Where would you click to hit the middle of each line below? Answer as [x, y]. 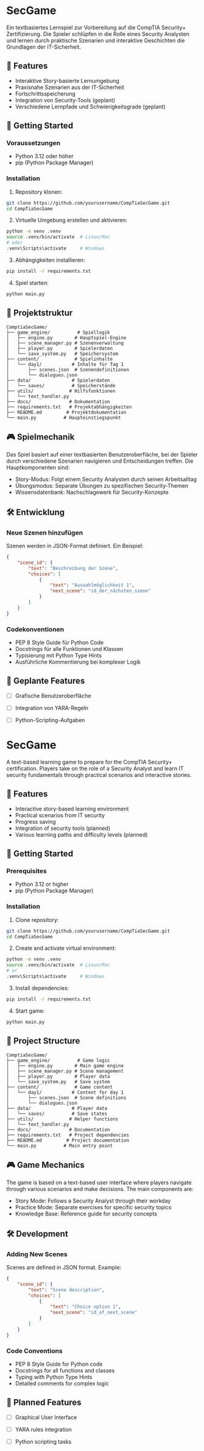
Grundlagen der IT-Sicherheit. [44, 47]
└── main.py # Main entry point [60, 1145]
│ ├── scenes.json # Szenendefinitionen [68, 370]
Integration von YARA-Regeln [52, 708]
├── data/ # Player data [57, 1108]
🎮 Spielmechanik [40, 437]
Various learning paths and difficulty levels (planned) [81, 834]
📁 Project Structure [43, 1041]
